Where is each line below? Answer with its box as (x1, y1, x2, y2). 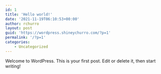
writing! (5, 63, 21, 69)
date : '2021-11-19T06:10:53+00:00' (5, 16, 80, 21)
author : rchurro (5, 21, 39, 26)
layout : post (5, 26, 33, 31)
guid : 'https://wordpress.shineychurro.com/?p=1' (5, 30, 111, 35)
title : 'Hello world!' (5, 12, 53, 17)
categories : (5, 40, 30, 45)
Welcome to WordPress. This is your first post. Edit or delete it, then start (5, 58, 156, 64)
